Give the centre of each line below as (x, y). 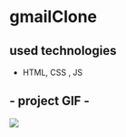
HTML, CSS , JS (53, 72)
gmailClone (53, 17)
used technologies (63, 51)
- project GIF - (49, 101)
